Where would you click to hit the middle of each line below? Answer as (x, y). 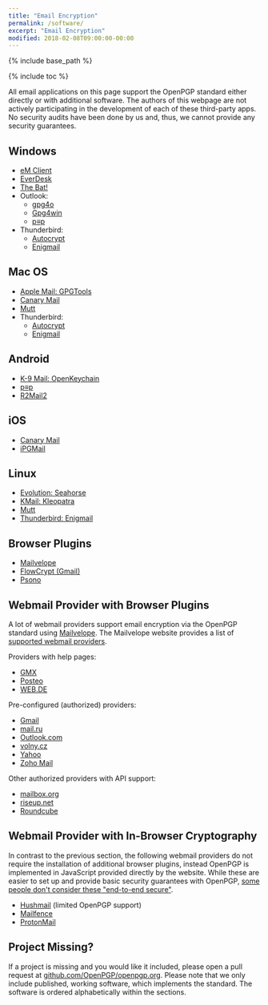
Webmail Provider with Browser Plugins (109, 605)
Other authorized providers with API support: (82, 778)
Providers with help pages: (52, 657)
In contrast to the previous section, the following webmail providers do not (131, 855)
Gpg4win (47, 213)
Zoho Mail (36, 762)
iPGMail (32, 448)
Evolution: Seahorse (53, 492)
